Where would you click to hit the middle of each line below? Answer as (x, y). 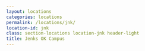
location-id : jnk (28, 28)
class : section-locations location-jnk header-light (73, 33)
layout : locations (29, 11)
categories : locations (34, 17)
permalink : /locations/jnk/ (41, 22)
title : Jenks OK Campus (36, 39)
